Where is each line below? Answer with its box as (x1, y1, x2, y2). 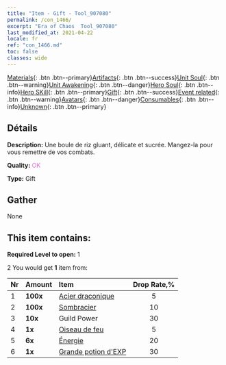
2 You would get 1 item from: (7, 264, 88, 272)
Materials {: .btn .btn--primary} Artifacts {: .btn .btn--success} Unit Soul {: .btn (7, 73, 221, 81)
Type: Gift (7, 174, 36, 182)
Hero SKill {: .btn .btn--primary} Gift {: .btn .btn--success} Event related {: (20, 88, 220, 96)
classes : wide (7, 55, 48, 62)
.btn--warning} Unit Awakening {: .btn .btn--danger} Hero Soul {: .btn (7, 80, 196, 89)
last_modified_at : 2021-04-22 (7, 29, 94, 36)
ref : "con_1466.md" (7, 42, 63, 49)
